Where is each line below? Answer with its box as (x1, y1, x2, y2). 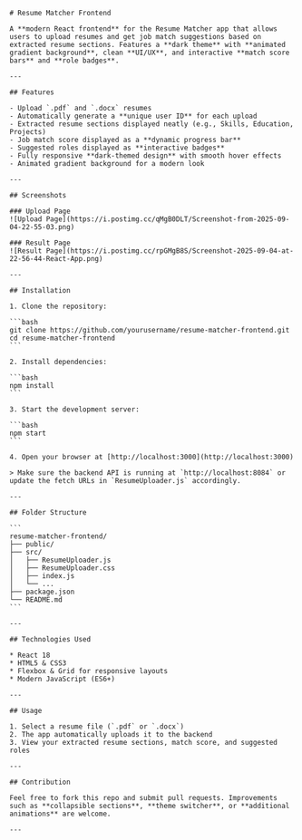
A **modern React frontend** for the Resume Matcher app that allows (9, 24, 278, 34)
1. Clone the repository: (9, 302, 107, 311)
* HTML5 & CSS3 (9, 659, 67, 668)
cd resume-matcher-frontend (9, 333, 116, 343)
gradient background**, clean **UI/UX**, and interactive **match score (9, 48, 290, 57)
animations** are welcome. (9, 809, 112, 818)
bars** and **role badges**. (9, 56, 120, 65)
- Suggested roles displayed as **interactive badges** (9, 143, 225, 152)
